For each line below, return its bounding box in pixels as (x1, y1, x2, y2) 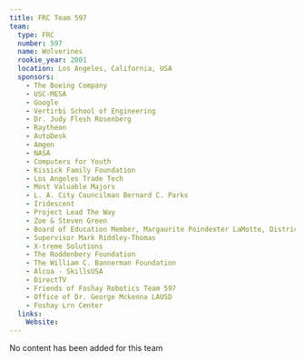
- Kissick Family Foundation (25, 165, 136, 175)
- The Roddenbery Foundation (25, 250, 136, 259)
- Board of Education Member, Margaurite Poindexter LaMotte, (25, 225, 266, 234)
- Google (25, 97, 59, 107)
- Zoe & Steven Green (25, 216, 107, 226)
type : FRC (17, 30, 54, 39)
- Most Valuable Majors (25, 183, 116, 192)
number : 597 (17, 38, 64, 48)
